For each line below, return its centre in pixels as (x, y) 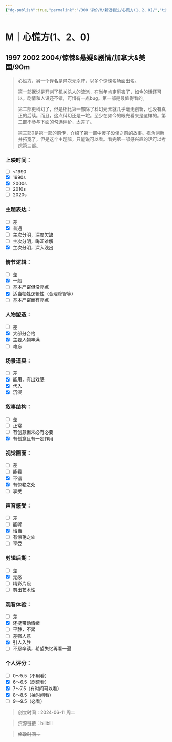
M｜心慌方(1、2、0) (48, 37)
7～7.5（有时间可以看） (37, 688)
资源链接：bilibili (35, 723)
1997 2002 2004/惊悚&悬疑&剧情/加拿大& (72, 58)
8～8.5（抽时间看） (33, 695)
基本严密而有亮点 (31, 300)
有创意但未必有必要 (33, 432)
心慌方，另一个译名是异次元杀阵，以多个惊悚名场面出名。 (78, 81)
